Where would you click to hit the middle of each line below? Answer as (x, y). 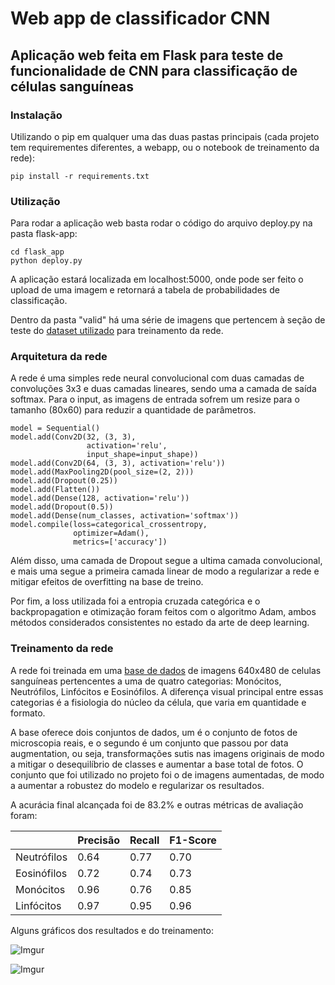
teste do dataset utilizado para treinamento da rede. (117, 331)
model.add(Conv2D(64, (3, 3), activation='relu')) (118, 463)
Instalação (36, 115)
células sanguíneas (72, 86)
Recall (144, 840)
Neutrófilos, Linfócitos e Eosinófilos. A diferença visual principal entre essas (167, 691)
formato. (28, 713)
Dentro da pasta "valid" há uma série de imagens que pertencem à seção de (168, 320)
